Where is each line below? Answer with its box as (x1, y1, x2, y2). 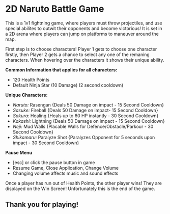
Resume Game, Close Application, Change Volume (12, 165, 119, 171)
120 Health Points (12, 76, 50, 83)
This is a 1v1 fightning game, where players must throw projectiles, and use (5, 20, 162, 26)
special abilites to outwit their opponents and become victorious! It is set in (5, 25, 162, 31)
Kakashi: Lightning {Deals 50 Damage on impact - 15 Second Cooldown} (12, 118, 165, 124)
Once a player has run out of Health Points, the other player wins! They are (5, 180, 162, 186)
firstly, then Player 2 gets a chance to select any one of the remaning (5, 51, 150, 58)
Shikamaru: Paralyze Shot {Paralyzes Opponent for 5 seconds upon (12, 134, 155, 140)
